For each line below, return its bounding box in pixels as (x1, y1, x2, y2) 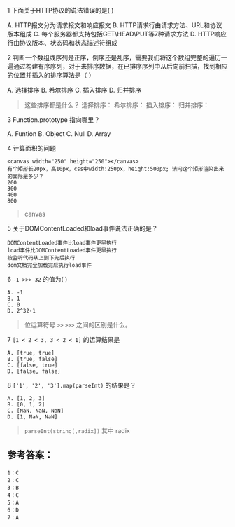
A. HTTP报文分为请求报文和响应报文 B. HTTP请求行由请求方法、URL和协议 (7, 21, 222, 29)
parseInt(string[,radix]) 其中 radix (24, 427, 131, 434)
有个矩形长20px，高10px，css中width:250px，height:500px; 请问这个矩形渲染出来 (7, 165, 225, 172)
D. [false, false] (7, 368, 61, 375)
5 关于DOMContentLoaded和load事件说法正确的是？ (7, 224, 159, 233)
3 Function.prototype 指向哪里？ (7, 116, 100, 124)
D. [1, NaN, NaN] (7, 413, 58, 420)
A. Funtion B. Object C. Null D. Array (7, 130, 111, 138)
